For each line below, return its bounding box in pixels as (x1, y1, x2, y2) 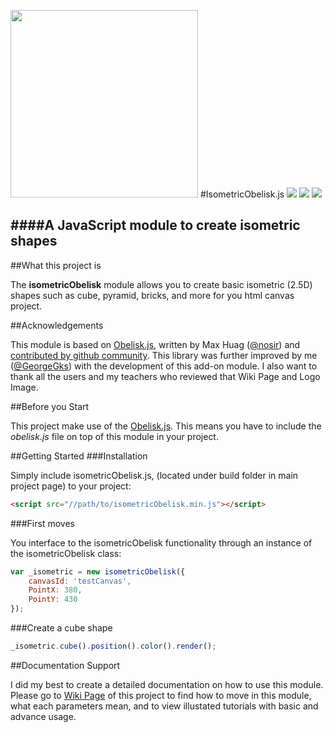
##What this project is (10, 259, 102, 271)
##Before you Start (10, 400, 90, 412)
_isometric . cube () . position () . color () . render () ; (10, 641, 217, 652)
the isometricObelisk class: (10, 547, 122, 559)
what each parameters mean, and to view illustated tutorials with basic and (10, 700, 319, 712)
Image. (10, 381, 39, 393)
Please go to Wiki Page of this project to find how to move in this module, (10, 689, 312, 701)
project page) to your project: (10, 480, 132, 492)
